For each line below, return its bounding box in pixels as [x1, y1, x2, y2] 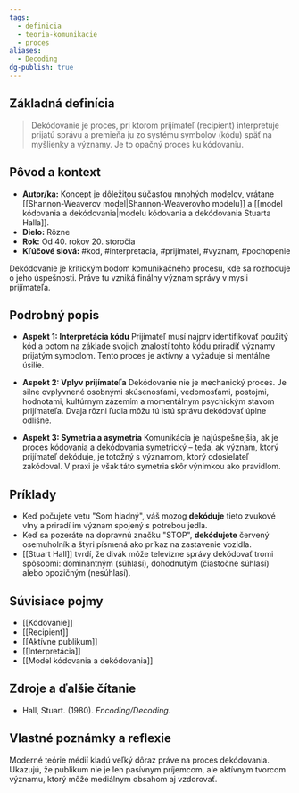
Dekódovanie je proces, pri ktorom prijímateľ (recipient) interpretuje [30, 120, 279, 131]
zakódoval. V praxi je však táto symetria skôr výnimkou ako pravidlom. [21, 461, 281, 472]
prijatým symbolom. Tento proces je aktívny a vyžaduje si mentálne [21, 350, 270, 361]
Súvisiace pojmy [9, 594, 104, 609]
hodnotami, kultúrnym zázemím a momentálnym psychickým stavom [21, 396, 275, 407]
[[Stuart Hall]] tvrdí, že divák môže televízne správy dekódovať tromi [21, 549, 274, 560]
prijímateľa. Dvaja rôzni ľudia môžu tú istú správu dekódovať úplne [21, 406, 267, 417]
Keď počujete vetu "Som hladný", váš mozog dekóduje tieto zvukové [21, 510, 277, 521]
